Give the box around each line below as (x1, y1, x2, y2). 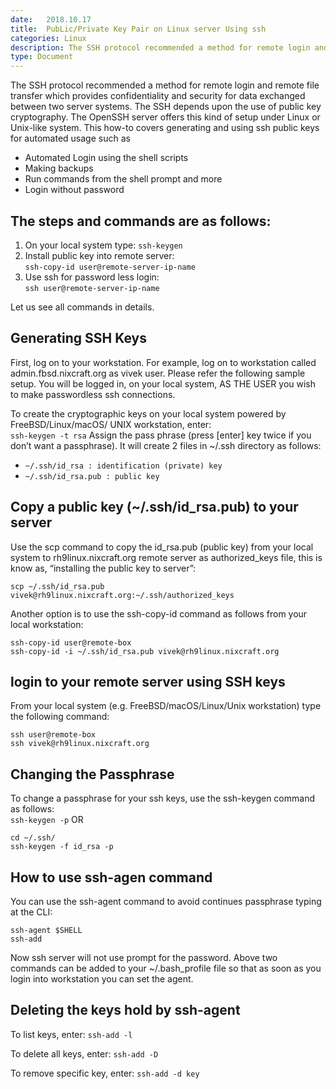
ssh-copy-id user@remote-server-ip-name (24, 262, 196, 272)
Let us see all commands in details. (10, 301, 155, 313)
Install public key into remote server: (24, 249, 175, 261)
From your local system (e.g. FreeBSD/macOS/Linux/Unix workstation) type (10, 700, 322, 712)
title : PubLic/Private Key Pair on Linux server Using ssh (10, 24, 267, 34)
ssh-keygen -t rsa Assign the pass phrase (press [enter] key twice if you (10, 429, 312, 441)
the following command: (10, 711, 110, 723)
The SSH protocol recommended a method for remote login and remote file (10, 79, 320, 91)
